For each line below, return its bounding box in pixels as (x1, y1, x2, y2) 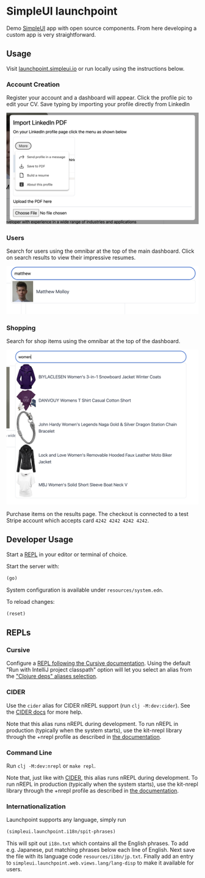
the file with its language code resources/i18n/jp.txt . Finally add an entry (6, 853, 193, 860)
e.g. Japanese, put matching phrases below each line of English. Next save (6, 846, 195, 854)
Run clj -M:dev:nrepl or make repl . (6, 762, 96, 769)
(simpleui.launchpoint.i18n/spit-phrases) (6, 829, 116, 835)
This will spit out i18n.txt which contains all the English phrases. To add (6, 840, 189, 847)
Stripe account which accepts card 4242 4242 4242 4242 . (6, 517, 149, 524)
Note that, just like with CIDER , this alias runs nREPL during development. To (6, 774, 198, 781)
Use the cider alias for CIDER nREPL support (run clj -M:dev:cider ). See (6, 702, 190, 709)
